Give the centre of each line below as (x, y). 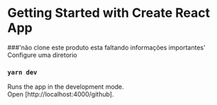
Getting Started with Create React (109, 13)
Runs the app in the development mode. (66, 87)
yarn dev (22, 72)
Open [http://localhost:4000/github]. (61, 94)
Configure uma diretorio (43, 55)
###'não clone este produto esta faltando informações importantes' (106, 47)
